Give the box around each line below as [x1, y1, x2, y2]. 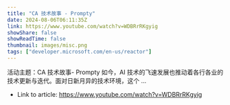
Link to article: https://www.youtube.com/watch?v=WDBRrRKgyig [16, 90, 203, 98]
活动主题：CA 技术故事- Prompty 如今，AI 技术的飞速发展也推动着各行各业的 [7, 68, 224, 76]
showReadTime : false [7, 36, 67, 43]
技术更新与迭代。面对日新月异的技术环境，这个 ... [7, 76, 147, 84]
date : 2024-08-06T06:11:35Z [7, 16, 88, 23]
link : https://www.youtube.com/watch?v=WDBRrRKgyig [7, 23, 158, 30]
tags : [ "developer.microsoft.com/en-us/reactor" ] [7, 49, 152, 56]
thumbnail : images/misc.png [7, 42, 88, 49]
